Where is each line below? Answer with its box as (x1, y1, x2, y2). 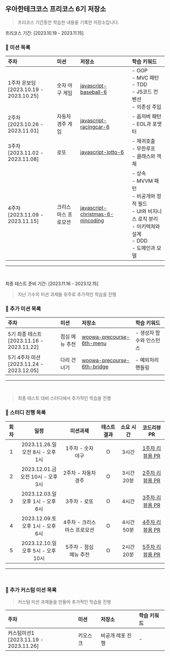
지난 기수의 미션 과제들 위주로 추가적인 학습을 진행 (17, 292, 116, 298)
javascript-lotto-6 (80, 149, 124, 156)
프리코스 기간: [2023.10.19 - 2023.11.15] (5, 30, 84, 36)
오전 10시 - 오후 (20, 473, 58, 480)
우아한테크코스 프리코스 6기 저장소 (5, 5, 106, 14)
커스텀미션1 (8, 630, 34, 636)
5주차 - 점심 (65, 543, 94, 550)
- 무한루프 (132, 145, 156, 152)
